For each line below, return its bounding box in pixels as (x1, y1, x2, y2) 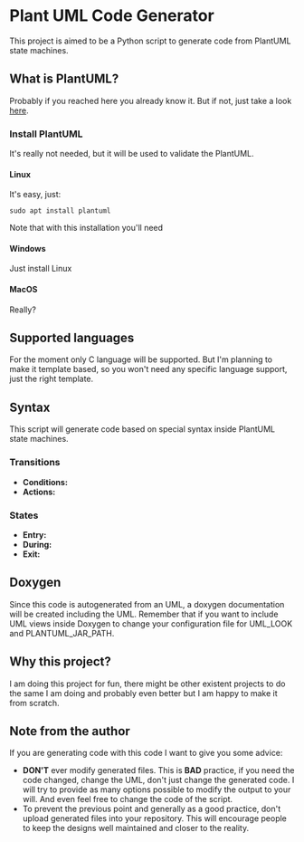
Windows (9, 243, 46, 254)
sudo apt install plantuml (9, 206, 111, 215)
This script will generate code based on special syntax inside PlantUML (9, 424, 276, 435)
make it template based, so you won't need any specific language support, (9, 364, 288, 375)
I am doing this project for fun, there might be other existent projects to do (9, 678, 286, 689)
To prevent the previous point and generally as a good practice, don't (22, 803, 281, 815)
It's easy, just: (9, 189, 62, 200)
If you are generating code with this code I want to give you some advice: (9, 748, 283, 759)
